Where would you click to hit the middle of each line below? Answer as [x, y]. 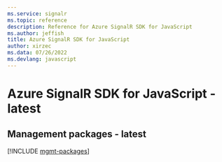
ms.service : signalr [37, 14]
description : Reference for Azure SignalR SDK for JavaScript [100, 27]
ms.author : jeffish [36, 33]
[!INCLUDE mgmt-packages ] [48, 151]
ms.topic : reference [37, 20]
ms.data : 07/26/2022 [37, 53]
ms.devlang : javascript [42, 59]
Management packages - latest [77, 134]
